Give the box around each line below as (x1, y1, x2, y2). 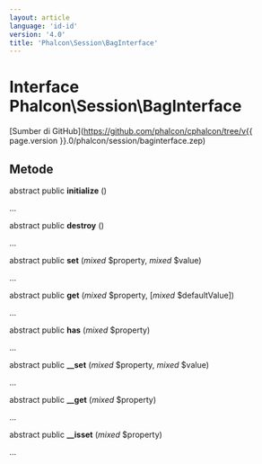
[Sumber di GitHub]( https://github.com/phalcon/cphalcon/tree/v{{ (9, 126, 253, 137)
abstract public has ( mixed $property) (9, 325, 151, 335)
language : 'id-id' (9, 22, 78, 31)
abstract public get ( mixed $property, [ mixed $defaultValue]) (9, 290, 235, 300)
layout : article (9, 13, 70, 22)
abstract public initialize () (9, 185, 108, 196)
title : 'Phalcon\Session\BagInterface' (9, 38, 159, 48)
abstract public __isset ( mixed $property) (9, 429, 163, 440)
